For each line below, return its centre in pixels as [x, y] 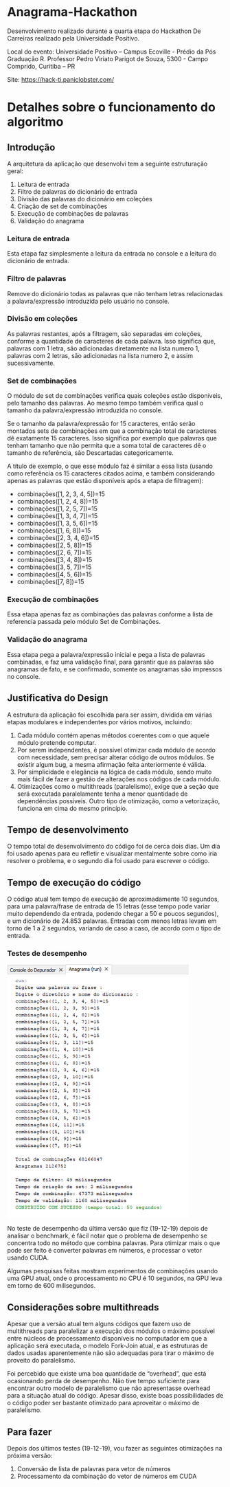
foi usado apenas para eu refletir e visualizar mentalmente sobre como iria [112, 853]
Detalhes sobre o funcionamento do [112, 108]
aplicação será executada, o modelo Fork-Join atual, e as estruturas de [107, 1346]
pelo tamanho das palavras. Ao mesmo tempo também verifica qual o [105, 403]
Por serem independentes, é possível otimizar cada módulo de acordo [116, 750]
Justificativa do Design [58, 698]
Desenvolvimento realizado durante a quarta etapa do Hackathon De [104, 31]
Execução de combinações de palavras [73, 213]
